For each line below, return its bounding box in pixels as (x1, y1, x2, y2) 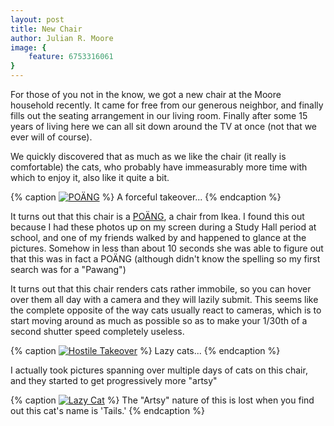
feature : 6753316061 (28, 52, 114, 62)
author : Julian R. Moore (10, 33, 114, 43)
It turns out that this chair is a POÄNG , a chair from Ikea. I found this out (10, 211, 305, 222)
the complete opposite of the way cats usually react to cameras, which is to (10, 304, 322, 316)
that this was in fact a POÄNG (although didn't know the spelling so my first (10, 253, 321, 265)
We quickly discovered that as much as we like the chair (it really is (10, 151, 287, 162)
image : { (10, 42, 47, 53)
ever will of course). (10, 131, 93, 143)
